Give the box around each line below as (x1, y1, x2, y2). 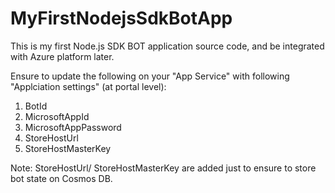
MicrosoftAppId (24, 110, 90, 122)
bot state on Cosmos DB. (10, 172, 113, 184)
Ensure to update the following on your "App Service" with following (10, 70, 290, 82)
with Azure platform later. (10, 50, 115, 62)
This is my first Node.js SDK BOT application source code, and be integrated (10, 40, 325, 52)
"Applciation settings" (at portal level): (10, 80, 167, 92)
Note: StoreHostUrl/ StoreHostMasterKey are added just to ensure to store (10, 162, 317, 174)
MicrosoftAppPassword (24, 121, 122, 133)
